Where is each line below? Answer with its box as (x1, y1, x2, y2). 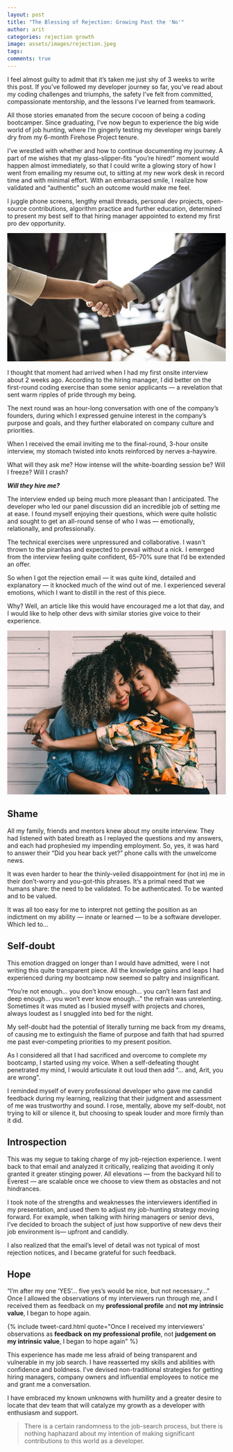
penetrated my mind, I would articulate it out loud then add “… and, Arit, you (7, 1065, 224, 1074)
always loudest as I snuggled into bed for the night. (7, 1009, 154, 1017)
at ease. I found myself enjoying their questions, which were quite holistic (7, 509, 217, 518)
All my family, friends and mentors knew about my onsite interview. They (7, 827, 215, 835)
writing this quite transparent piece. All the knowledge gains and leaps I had (7, 966, 224, 974)
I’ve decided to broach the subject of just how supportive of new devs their (7, 1220, 222, 1228)
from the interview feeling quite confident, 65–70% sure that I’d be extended (7, 552, 225, 561)
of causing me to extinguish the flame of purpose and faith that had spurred (7, 1030, 224, 1038)
